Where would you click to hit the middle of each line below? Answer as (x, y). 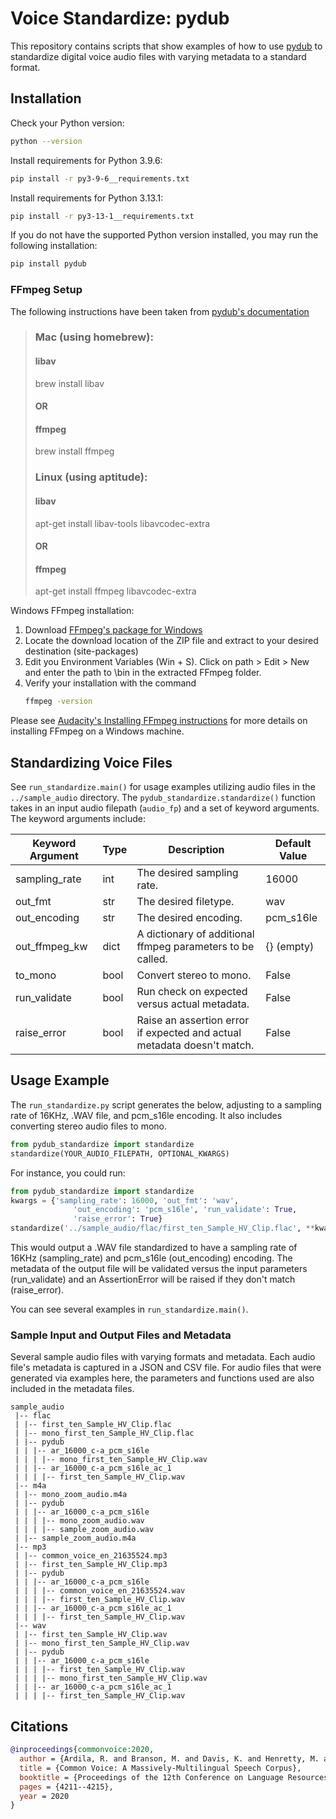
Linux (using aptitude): (91, 477)
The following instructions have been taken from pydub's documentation (160, 311)
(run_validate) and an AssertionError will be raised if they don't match (153, 1279)
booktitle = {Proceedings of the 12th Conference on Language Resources (174, 1777)
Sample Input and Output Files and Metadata (121, 1335)
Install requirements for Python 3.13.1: (87, 198)
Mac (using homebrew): (94, 337)
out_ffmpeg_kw (51, 947)
